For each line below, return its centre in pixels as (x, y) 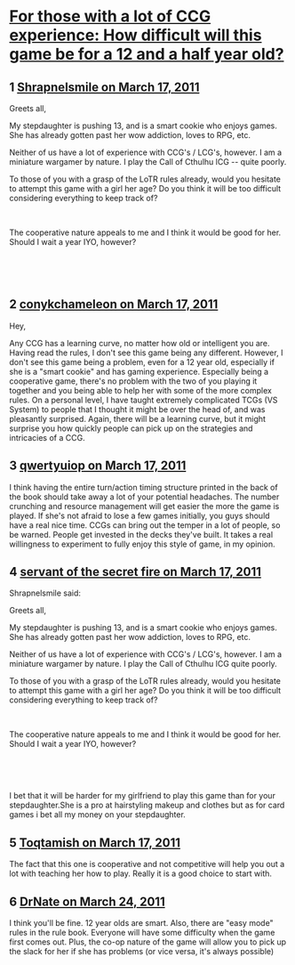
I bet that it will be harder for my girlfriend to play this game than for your (142, 796)
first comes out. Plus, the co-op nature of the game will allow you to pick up (148, 942)
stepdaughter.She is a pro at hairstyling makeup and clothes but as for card (147, 805)
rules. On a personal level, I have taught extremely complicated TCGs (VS (144, 400)
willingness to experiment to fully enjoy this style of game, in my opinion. (142, 544)
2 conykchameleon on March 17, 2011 (114, 304)
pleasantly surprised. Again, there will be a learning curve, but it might (138, 418)
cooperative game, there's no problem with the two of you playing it (133, 381)
